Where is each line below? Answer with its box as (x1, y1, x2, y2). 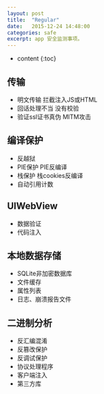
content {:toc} (16, 54, 57, 62)
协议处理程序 (16, 362, 53, 371)
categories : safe (7, 29, 57, 36)
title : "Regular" (7, 16, 60, 23)
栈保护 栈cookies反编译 (16, 171, 83, 179)
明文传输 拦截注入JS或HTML (16, 95, 98, 104)
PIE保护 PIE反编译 (16, 163, 67, 171)
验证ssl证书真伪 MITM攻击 (16, 113, 91, 121)
